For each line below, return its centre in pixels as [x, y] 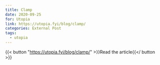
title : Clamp [19, 10]
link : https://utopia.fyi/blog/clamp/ [45, 24]
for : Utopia [17, 19]
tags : [11, 33]
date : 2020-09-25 [23, 14]
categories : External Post [33, 28]
